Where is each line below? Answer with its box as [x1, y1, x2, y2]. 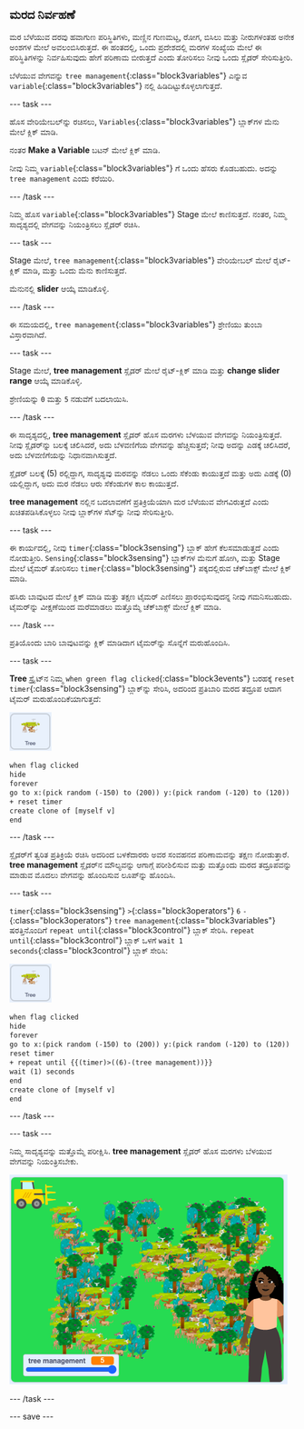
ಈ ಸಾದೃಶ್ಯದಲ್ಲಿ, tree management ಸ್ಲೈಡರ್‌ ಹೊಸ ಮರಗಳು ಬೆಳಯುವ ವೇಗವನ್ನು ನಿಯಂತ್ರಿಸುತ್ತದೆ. [9, 429, 283, 440]
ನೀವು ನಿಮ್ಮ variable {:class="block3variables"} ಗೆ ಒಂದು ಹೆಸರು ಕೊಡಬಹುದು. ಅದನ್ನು [9, 163, 279, 174]
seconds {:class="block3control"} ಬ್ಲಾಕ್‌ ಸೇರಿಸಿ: [9, 944, 168, 955]
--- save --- [9, 1411, 54, 1422]
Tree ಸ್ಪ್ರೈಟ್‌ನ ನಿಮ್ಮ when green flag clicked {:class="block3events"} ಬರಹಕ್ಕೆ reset [9, 673, 295, 684]
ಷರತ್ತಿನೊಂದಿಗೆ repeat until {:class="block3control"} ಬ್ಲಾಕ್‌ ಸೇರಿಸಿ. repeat [9, 924, 255, 935]
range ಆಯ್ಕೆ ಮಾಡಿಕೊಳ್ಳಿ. [9, 375, 83, 385]
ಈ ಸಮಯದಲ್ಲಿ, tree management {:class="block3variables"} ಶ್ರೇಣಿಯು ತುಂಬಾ [9, 318, 263, 330]
